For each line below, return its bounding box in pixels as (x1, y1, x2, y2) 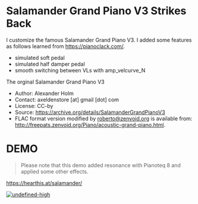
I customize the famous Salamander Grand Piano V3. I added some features (6, 36, 192, 43)
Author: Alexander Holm (14, 90, 74, 97)
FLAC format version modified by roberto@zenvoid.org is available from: (14, 114, 193, 122)
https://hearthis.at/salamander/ (6, 179, 83, 186)
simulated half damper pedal (14, 60, 85, 68)
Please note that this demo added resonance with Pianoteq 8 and (20, 161, 181, 168)
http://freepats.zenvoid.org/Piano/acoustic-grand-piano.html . (14, 121, 166, 128)
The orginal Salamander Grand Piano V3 (6, 78, 105, 85)
